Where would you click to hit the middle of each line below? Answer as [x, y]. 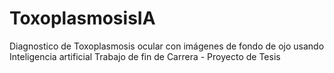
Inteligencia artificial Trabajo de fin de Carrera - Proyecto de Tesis [145, 56]
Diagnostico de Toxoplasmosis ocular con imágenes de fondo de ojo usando [167, 46]
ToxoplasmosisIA [82, 18]
